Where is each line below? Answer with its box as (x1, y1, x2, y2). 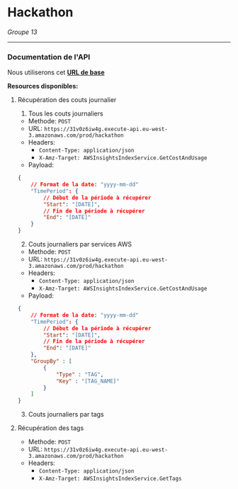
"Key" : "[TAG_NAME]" (55, 377, 120, 385)
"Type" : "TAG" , (55, 371, 104, 378)
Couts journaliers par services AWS (28, 240, 132, 249)
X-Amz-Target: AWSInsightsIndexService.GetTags (38, 476, 182, 483)
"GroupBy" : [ (30, 358, 72, 365)
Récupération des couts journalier (17, 96, 117, 104)
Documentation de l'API (7, 52, 91, 62)
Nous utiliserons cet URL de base (7, 68, 105, 77)
